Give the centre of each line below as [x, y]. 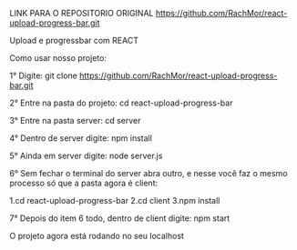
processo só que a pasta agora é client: [83, 183]
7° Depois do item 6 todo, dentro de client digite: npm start [120, 218]
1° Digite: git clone [43, 75]
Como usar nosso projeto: [58, 58]
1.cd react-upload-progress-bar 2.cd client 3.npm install [115, 200]
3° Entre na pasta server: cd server [75, 120]
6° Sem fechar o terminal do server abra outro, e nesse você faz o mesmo [149, 173]
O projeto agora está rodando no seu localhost [97, 236]
